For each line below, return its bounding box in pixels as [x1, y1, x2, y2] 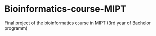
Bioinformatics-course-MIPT [4, 3, 127, 15]
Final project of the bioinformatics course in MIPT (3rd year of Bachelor [4, 20, 151, 26]
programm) [4, 25, 28, 31]
